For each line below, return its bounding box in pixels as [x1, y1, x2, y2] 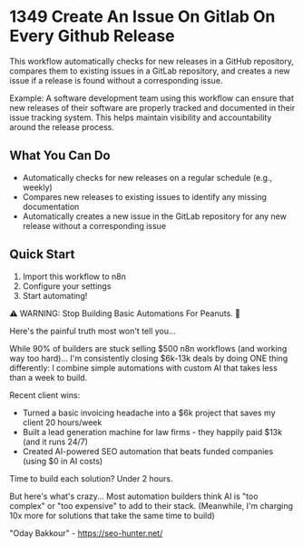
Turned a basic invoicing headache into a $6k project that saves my [22, 407, 276, 418]
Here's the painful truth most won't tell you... [9, 325, 176, 336]
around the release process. [9, 121, 115, 133]
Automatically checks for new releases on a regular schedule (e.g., [22, 172, 273, 183]
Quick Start [9, 247, 75, 263]
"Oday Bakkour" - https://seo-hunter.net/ [9, 527, 163, 538]
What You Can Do [9, 148, 111, 164]
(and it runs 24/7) [22, 436, 89, 447]
